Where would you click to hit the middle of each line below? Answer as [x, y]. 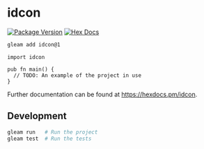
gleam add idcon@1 [34, 44]
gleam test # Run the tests [49, 139]
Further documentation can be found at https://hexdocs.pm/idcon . [102, 94]
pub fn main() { [31, 69]
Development [37, 116]
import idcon [26, 57]
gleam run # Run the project [53, 132]
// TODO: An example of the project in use [77, 75]
